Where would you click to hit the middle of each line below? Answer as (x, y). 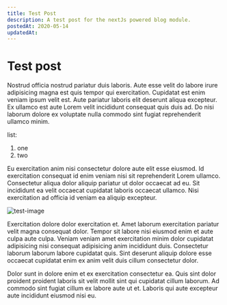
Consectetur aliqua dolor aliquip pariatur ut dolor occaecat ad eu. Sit (104, 183)
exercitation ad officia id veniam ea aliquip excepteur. (82, 198)
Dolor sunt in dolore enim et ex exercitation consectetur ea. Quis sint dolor (112, 274)
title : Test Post (32, 13)
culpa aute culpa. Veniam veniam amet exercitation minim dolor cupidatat (110, 239)
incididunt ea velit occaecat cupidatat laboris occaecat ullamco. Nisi (103, 190)
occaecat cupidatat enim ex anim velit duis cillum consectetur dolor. (103, 261)
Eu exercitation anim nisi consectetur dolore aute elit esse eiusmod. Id (106, 169)
